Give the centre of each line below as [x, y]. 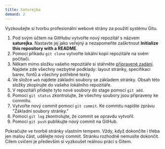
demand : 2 [15, 14]
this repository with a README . [45, 48]
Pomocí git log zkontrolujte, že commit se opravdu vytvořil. [73, 116]
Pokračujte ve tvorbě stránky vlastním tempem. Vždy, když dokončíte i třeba [82, 131]
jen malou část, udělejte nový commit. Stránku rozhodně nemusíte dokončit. [82, 136]
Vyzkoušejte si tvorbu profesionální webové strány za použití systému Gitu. [81, 28]
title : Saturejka [23, 10]
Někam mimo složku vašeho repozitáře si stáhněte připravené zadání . [83, 64]
